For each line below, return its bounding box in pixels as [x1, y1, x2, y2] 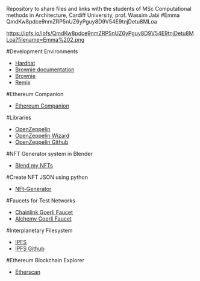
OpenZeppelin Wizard [14, 132, 70, 139]
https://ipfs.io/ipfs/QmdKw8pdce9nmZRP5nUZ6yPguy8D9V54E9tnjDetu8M [6, 30, 194, 37]
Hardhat [14, 60, 36, 66]
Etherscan [14, 268, 41, 276]
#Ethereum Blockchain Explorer [6, 257, 84, 263]
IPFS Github [14, 245, 45, 252]
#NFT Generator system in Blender [6, 150, 93, 157]
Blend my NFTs [14, 162, 53, 169]
